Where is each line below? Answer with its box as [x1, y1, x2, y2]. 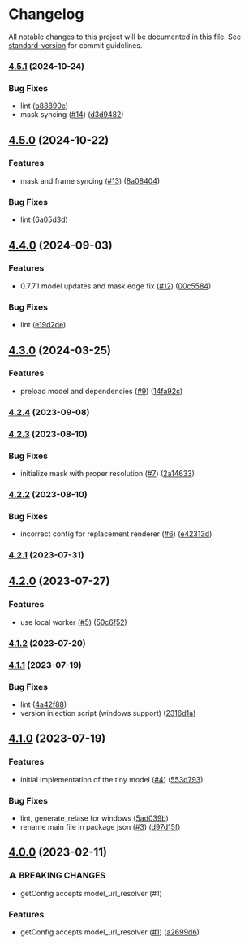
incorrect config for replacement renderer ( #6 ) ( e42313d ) [19, 529, 213, 539]
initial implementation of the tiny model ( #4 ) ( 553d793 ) [19, 774, 204, 784]
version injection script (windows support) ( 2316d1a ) [19, 708, 196, 717]
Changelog [8, 5, 84, 24]
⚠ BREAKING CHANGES [8, 870, 106, 882]
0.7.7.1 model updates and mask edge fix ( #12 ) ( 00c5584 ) [19, 281, 212, 291]
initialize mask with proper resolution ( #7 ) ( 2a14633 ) [19, 468, 195, 478]
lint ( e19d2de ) [19, 320, 67, 330]
